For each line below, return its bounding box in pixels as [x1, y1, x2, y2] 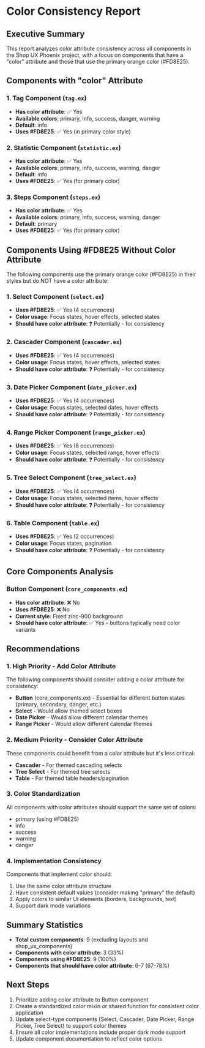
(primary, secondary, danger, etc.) [15, 701, 102, 708]
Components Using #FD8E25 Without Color [6, 245, 176, 255]
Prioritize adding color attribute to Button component [15, 996, 149, 1003]
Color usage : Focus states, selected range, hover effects [15, 449, 159, 457]
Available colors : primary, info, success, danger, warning [15, 114, 160, 122]
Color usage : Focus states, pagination [15, 539, 112, 547]
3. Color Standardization [6, 790, 81, 798]
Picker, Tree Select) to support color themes [15, 1022, 127, 1029]
